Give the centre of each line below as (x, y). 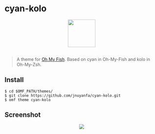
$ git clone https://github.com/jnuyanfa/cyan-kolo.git (63, 95)
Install (14, 80)
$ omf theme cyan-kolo (28, 100)
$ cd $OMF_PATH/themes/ (29, 91)
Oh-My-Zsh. (29, 64)
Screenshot (23, 115)
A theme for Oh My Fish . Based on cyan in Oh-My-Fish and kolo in (83, 59)
